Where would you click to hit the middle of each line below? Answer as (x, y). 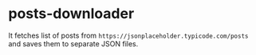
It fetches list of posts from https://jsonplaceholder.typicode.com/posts (128, 35)
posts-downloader (71, 14)
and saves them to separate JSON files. (73, 43)
